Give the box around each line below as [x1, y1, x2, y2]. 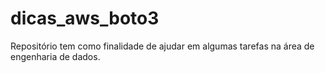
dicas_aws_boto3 [10, 7, 160, 30]
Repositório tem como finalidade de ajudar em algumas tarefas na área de [10, 40, 315, 52]
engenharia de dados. [10, 50, 101, 62]
